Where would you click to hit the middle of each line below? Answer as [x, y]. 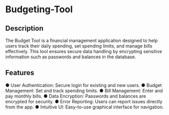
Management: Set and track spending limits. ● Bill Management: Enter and [84, 90]
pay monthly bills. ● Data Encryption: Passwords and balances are [76, 96]
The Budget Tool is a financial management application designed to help [81, 40]
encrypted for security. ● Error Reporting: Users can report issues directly [84, 101]
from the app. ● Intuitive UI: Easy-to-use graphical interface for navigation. [84, 107]
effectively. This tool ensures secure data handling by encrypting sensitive [84, 51]
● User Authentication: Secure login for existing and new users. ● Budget [84, 85]
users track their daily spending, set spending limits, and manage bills [79, 46]
